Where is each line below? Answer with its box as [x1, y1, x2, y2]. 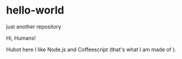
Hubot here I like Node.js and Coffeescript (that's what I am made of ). [6, 45, 177, 53]
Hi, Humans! [6, 34, 37, 41]
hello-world [6, 4, 65, 17]
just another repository [6, 23, 62, 30]
